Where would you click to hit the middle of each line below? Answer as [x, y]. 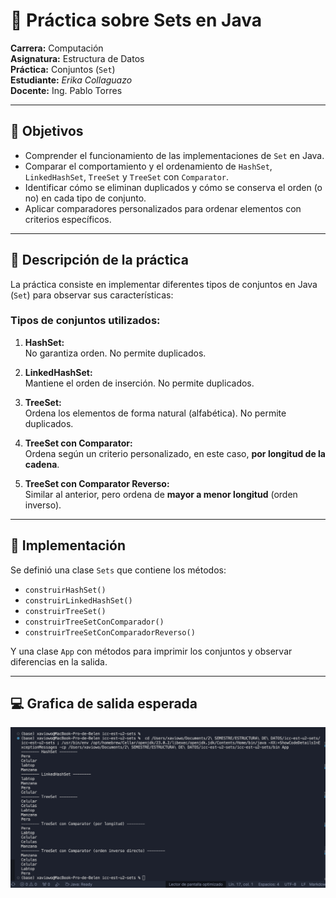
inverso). [43, 505]
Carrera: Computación [57, 48]
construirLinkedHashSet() [78, 600]
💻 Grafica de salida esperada [104, 704]
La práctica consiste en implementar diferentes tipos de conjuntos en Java [164, 284]
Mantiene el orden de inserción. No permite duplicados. [139, 383]
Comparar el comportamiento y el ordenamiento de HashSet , [148, 166]
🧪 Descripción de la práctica [99, 260]
